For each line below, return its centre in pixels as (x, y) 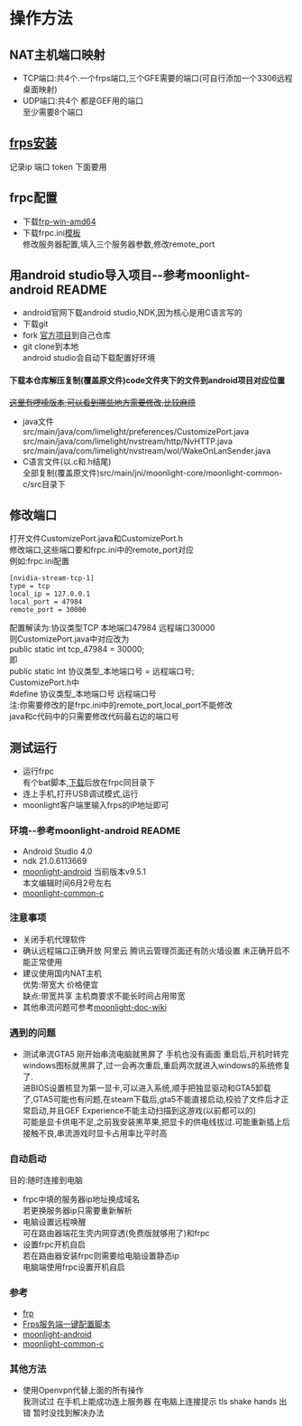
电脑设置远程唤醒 (54, 1222)
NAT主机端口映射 (57, 55)
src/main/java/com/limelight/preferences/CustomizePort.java (136, 431)
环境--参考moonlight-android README (95, 830)
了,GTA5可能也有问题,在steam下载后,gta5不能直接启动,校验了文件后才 (151, 1100)
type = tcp (30, 586)
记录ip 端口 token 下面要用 (58, 166)
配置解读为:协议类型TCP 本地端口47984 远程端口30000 (112, 628)
